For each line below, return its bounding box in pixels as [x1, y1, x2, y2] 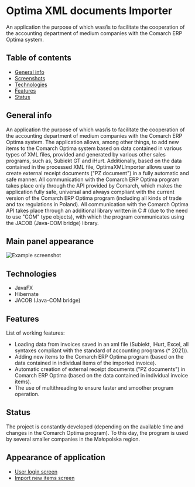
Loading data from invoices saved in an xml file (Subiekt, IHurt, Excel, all [14, 341, 189, 348]
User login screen [14, 468, 57, 475]
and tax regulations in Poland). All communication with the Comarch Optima [6, 200, 189, 207]
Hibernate [14, 291, 39, 298]
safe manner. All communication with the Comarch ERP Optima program [6, 176, 180, 183]
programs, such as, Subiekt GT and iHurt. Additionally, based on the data [6, 157, 182, 164]
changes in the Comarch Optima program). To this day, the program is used [6, 429, 189, 436]
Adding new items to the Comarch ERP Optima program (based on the [14, 353, 184, 360]
